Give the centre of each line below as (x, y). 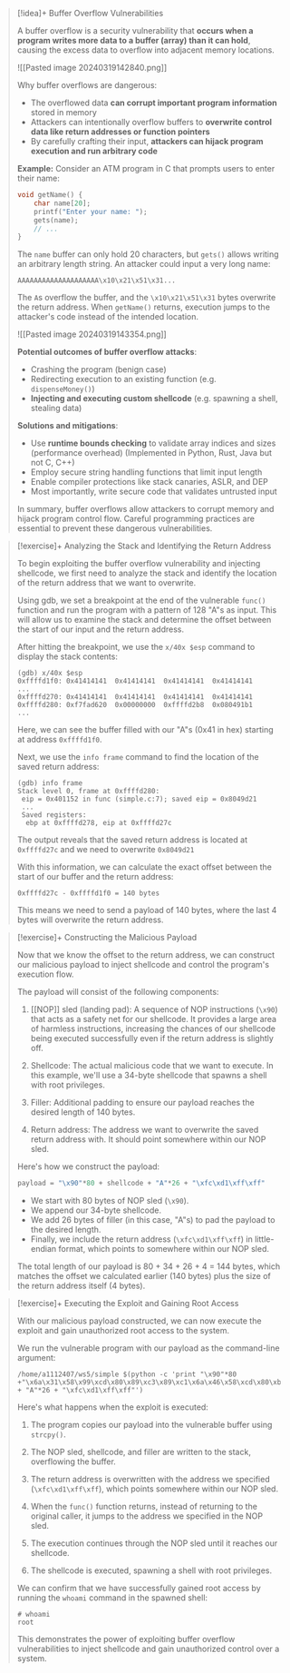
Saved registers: (54, 815)
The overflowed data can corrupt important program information (154, 103)
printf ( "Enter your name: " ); (91, 212)
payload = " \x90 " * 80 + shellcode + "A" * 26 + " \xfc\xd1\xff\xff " (141, 1184)
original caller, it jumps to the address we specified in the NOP (147, 1516)
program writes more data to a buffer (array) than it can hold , (134, 40)
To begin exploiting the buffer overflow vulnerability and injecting (139, 564)
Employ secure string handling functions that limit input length (146, 472)
